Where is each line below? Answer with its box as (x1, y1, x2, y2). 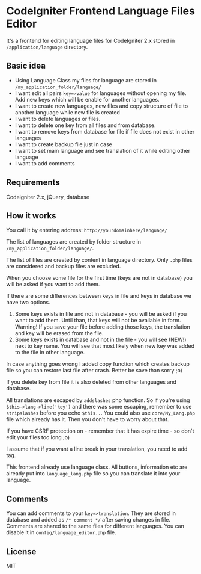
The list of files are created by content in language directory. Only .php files (6, 256, 193, 264)
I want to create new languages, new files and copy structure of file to (14, 102, 188, 110)
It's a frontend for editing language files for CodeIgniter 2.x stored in (6, 37, 175, 44)
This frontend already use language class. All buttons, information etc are (6, 463, 188, 471)
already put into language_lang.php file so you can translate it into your (6, 470, 181, 477)
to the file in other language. (14, 349, 85, 356)
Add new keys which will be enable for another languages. (14, 96, 160, 103)
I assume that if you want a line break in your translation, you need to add (6, 445, 188, 452)
